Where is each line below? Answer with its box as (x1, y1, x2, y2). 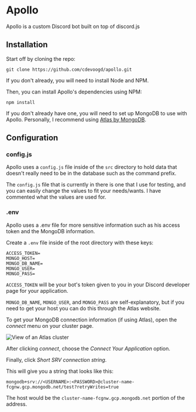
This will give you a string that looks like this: (6, 368, 114, 375)
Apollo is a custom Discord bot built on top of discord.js (6, 23, 140, 30)
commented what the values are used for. (6, 193, 106, 200)
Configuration (6, 133, 59, 143)
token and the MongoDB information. (6, 227, 95, 234)
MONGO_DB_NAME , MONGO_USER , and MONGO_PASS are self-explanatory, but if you (6, 299, 185, 306)
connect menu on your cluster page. (6, 322, 94, 329)
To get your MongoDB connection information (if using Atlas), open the (6, 316, 177, 323)
